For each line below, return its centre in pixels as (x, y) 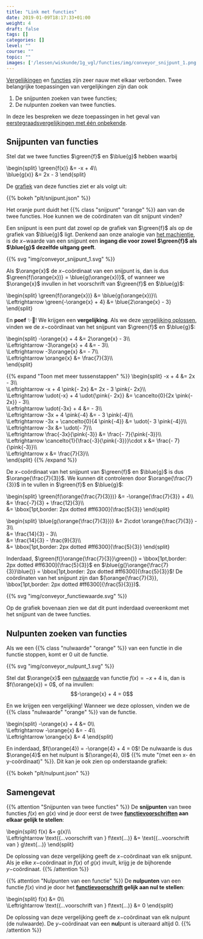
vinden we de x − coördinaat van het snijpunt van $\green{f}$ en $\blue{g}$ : (101, 327)
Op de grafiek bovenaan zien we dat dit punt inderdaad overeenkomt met (98, 608)
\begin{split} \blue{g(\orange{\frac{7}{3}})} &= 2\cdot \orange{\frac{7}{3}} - (102, 521)
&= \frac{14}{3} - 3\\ (32, 534)
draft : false (23, 29)
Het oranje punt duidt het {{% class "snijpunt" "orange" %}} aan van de (95, 210)
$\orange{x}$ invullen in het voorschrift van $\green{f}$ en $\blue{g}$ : (95, 284)
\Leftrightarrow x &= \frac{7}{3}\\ (48, 454)
